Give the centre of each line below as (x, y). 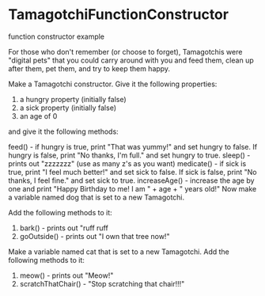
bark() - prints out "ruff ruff (64, 228)
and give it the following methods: (63, 131)
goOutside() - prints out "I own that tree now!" (95, 236)
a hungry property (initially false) (73, 99)
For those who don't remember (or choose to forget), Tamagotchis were (125, 51)
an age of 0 (38, 116)
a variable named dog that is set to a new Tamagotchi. (97, 197)
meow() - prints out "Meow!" (66, 275)
